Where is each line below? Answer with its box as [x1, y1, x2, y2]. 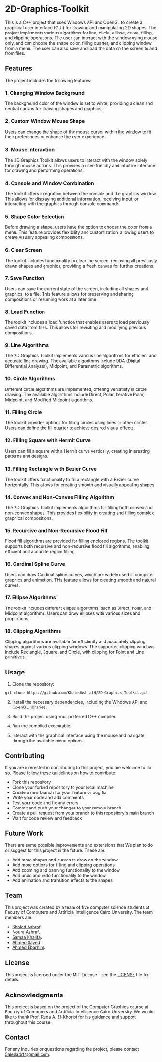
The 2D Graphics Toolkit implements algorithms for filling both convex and [5, 505, 153, 510]
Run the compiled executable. [12, 723, 72, 729]
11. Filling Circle [5, 409, 42, 416]
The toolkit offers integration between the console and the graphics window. [5, 190, 157, 196]
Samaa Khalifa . [12, 934, 42, 940]
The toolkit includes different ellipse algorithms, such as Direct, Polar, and [5, 605, 152, 611]
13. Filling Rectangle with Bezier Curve [5, 465, 97, 472]
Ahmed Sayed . [12, 940, 42, 945]
